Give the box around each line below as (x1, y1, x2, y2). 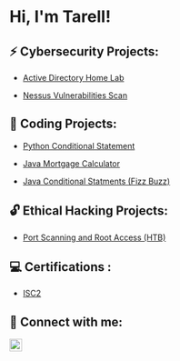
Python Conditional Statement (22, 140, 135, 151)
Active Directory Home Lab (22, 73, 125, 83)
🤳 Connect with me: (9, 314, 123, 329)
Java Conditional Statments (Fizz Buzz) (22, 175, 171, 186)
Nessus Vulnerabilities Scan (22, 90, 128, 101)
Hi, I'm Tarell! (9, 6, 112, 27)
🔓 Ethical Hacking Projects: (9, 203, 168, 219)
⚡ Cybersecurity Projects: (9, 44, 159, 59)
